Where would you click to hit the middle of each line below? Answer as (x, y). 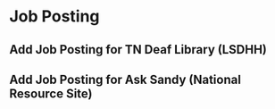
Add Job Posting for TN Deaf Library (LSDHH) (138, 50)
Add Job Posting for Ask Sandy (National (125, 79)
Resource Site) (51, 93)
